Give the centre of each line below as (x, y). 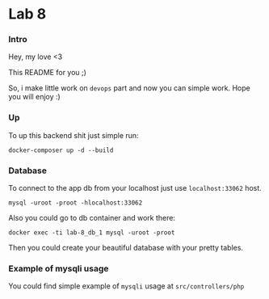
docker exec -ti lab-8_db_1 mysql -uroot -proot (92, 233)
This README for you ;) (48, 73)
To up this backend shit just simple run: (74, 135)
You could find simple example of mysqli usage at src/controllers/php (126, 286)
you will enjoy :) (34, 97)
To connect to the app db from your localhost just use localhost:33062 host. (135, 188)
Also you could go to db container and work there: (92, 218)
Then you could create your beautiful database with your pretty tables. (126, 248)
